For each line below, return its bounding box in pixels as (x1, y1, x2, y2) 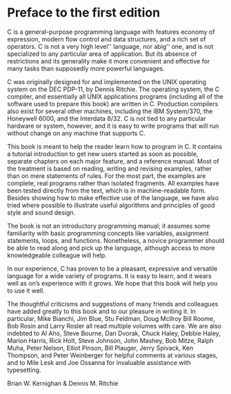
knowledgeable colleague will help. (7, 250, 107, 259)
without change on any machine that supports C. (7, 129, 146, 137)
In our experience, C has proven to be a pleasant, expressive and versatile (7, 264, 218, 273)
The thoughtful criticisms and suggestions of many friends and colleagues (7, 299, 219, 308)
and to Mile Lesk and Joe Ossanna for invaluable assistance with (7, 358, 191, 366)
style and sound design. (7, 208, 76, 217)
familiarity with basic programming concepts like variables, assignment (7, 229, 209, 237)
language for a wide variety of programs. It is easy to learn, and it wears (7, 271, 212, 280)
